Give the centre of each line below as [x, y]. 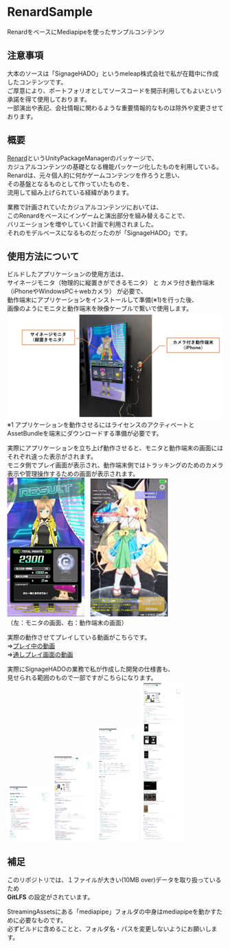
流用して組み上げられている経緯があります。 [70, 192]
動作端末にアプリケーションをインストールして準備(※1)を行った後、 [102, 300]
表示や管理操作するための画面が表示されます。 [73, 474]
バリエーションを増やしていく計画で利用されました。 [82, 224]
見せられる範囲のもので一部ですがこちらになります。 [82, 678]
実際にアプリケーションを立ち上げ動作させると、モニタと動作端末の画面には [115, 448]
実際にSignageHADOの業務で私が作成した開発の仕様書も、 [91, 669]
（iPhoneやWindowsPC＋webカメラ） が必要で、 [77, 291]
